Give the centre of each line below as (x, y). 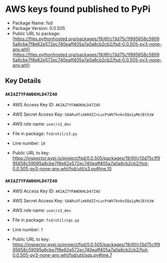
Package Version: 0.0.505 (39, 28)
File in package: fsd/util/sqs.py (46, 220)
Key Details (23, 81)
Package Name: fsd (33, 23)
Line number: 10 (29, 143)
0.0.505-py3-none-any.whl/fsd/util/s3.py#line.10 (62, 169)
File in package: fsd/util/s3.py (45, 133)
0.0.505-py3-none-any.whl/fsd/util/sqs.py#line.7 (62, 255)
